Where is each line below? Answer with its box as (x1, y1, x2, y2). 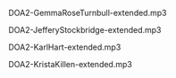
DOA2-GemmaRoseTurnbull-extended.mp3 (8, 8, 167, 18)
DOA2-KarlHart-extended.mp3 (8, 42, 122, 52)
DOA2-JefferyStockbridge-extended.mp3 (8, 25, 162, 35)
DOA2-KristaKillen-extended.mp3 (8, 59, 133, 69)
